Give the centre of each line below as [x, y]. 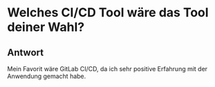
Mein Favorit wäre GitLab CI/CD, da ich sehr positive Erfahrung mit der [107, 69]
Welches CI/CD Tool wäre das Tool [108, 13]
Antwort [25, 52]
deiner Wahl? [46, 27]
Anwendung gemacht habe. [47, 76]
